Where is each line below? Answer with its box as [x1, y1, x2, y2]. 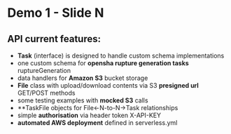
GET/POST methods [17, 89, 76, 97]
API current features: [7, 33, 101, 45]
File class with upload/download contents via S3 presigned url [17, 81, 199, 89]
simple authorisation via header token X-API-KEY [17, 111, 162, 119]
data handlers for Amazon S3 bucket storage [17, 74, 148, 82]
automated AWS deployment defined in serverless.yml [17, 119, 178, 127]
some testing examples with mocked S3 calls [17, 96, 148, 105]
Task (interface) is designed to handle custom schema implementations [17, 51, 225, 60]
